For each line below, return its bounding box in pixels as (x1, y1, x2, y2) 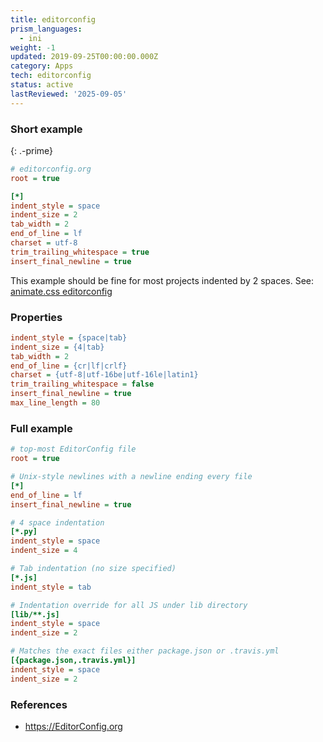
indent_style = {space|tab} (10, 332, 128, 343)
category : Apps (10, 61, 74, 71)
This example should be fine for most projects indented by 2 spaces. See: (10, 274, 315, 286)
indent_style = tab (10, 582, 92, 592)
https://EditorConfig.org (24, 720, 123, 732)
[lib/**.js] (10, 609, 60, 620)
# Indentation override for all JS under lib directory (10, 600, 248, 610)
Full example (10, 421, 73, 435)
